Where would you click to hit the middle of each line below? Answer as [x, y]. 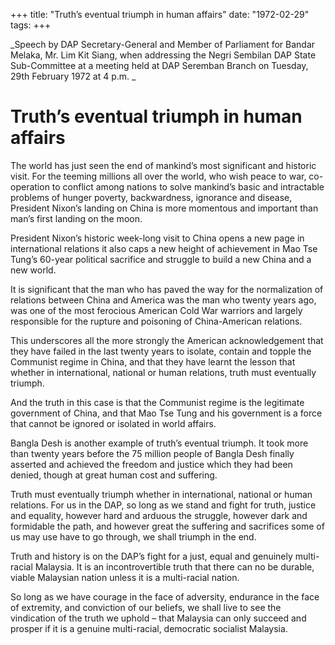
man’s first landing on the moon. [76, 218]
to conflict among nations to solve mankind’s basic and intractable [188, 186]
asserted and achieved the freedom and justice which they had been [151, 464]
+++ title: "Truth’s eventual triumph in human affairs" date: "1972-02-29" [160, 14]
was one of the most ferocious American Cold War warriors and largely [156, 310]
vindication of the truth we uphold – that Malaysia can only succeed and [158, 618]
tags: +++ [31, 25]
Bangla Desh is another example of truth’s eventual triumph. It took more [159, 443]
